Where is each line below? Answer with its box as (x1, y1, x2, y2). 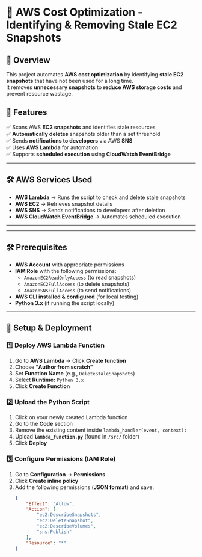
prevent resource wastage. (6, 90, 73, 97)
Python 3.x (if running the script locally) (14, 300, 115, 307)
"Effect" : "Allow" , (26, 500, 75, 507)
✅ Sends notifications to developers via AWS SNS (6, 137, 133, 144)
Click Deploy (14, 439, 47, 447)
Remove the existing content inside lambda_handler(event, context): (14, 426, 187, 434)
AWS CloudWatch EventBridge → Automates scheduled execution (14, 213, 182, 220)
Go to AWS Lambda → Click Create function (14, 357, 126, 365)
